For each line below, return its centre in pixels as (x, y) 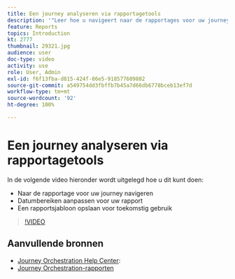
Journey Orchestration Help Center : (69, 260)
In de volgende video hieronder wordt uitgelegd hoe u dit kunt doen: (106, 180)
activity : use (28, 66)
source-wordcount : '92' (42, 99)
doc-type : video (31, 59)
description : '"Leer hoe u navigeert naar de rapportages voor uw (106, 20)
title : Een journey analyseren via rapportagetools (84, 14)
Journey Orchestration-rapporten (65, 268)
